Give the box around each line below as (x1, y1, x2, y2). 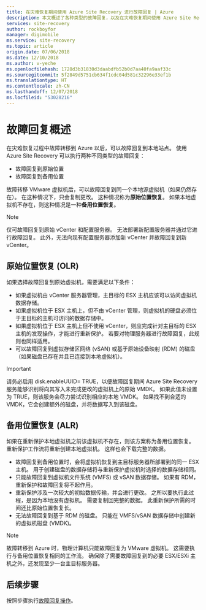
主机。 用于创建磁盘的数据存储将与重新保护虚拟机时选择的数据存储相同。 (15, 466, 200, 473)
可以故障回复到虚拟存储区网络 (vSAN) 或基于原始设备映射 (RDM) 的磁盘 (15, 345, 196, 353)
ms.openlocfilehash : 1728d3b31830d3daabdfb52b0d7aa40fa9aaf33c (6, 66, 172, 72)
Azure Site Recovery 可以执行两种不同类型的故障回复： (6, 151, 145, 159)
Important (6, 365, 31, 372)
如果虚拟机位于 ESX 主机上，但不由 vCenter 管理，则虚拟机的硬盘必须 (15, 307, 192, 314)
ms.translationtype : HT (6, 77, 67, 83)
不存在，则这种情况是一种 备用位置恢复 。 (17, 200, 120, 208)
